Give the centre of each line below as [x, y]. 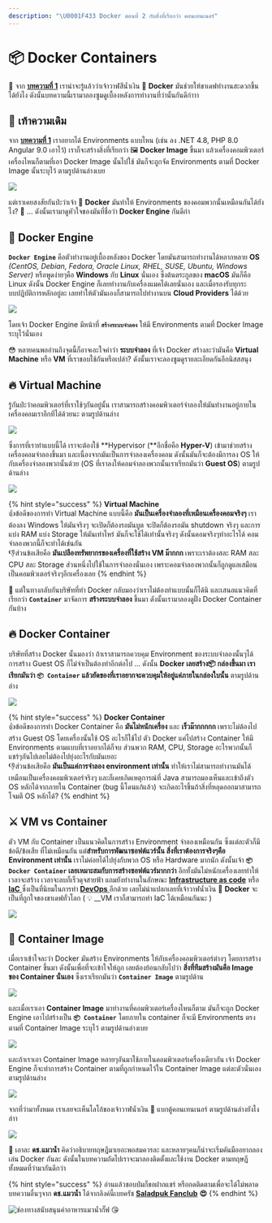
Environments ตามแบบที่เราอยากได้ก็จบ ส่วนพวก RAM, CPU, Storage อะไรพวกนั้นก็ [130, 747]
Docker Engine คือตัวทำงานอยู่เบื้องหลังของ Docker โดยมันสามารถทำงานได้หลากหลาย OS [134, 257]
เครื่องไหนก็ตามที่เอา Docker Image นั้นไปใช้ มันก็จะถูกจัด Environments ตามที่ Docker [134, 162]
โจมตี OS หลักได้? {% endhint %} [59, 796]
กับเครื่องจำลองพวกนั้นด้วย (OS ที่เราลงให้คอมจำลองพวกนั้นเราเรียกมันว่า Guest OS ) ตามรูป [134, 463]
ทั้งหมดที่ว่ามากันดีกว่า [37, 1168]
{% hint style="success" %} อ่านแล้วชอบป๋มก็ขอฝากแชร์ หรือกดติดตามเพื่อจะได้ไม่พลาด [134, 1184]
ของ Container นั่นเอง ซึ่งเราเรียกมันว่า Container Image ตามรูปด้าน [106, 977]
